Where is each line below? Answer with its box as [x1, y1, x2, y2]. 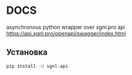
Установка [6, 47, 48, 58]
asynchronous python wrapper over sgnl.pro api [6, 23, 125, 31]
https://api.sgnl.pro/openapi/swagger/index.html [6, 29, 126, 37]
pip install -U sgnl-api [6, 63, 68, 69]
